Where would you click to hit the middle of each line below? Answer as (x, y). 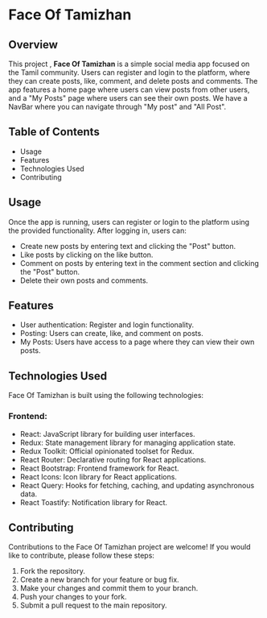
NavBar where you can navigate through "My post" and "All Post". (117, 107)
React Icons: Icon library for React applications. (98, 476)
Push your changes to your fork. (73, 597)
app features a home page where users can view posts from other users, (129, 89)
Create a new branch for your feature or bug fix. (99, 580)
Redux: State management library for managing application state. (127, 442)
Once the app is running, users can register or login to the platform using (129, 222)
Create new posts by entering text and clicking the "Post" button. (127, 246)
